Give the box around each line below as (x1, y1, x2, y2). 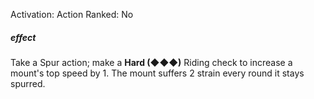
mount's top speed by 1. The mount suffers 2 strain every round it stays (10, 67, 305, 79)
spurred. (10, 77, 46, 89)
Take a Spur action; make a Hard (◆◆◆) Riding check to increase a (10, 56, 293, 68)
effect (10, 31, 37, 43)
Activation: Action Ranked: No (10, 9, 134, 20)
